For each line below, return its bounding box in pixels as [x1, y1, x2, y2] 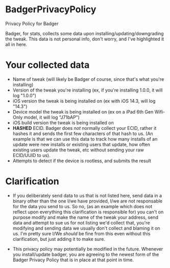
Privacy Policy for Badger [5, 20, 59, 27]
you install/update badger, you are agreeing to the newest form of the [12, 251, 159, 257]
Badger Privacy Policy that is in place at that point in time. [12, 257, 134, 263]
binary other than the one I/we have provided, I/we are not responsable [12, 198, 162, 204]
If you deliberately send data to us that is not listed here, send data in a [12, 192, 162, 198]
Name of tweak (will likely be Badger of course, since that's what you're [12, 76, 164, 82]
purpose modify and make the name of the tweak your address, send [12, 214, 158, 220]
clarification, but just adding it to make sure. [12, 236, 106, 242]
